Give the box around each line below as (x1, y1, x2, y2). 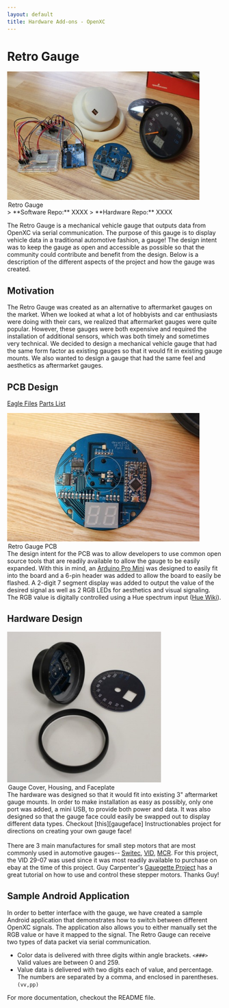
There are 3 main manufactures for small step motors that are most (7, 841, 196, 849)
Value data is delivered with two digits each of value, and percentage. (16, 966, 214, 974)
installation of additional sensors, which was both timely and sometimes (7, 332, 210, 340)
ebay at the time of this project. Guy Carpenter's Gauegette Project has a (7, 863, 213, 871)
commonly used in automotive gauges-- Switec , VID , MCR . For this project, (7, 848, 219, 857)
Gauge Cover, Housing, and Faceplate (8, 783, 115, 791)
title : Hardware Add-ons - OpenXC (7, 18, 106, 25)
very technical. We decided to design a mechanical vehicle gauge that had (7, 340, 217, 348)
